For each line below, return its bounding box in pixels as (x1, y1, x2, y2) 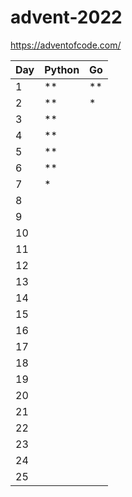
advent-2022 (10, 6, 123, 29)
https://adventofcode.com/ (10, 39, 122, 51)
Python (44, 62, 80, 76)
